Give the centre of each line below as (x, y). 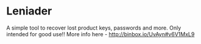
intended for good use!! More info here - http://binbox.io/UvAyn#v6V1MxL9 (100, 34)
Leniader (29, 11)
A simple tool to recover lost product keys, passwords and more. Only (94, 28)
